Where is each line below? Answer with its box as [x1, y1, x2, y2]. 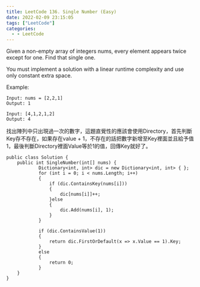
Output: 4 [6, 116, 31, 122]
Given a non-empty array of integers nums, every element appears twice [6, 47, 187, 55]
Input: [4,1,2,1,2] [6, 111, 55, 117]
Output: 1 [6, 100, 31, 107]
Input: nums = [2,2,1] [6, 95, 63, 101]
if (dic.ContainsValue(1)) [38, 228, 106, 234]
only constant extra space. [6, 72, 72, 79]
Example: [6, 83, 29, 91]
